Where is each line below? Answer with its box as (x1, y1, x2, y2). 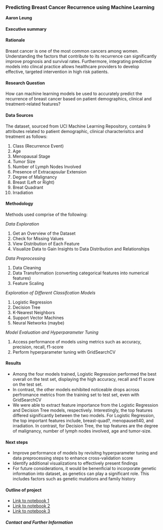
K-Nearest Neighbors (12, 309, 55, 315)
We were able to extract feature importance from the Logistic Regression (12, 402, 159, 408)
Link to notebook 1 (12, 498, 49, 504)
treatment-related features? (5, 101, 61, 107)
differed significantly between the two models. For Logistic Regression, (12, 412, 155, 418)
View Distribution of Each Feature (12, 241, 80, 246)
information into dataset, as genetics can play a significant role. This (12, 471, 149, 476)
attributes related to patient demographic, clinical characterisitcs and (5, 128, 144, 134)
